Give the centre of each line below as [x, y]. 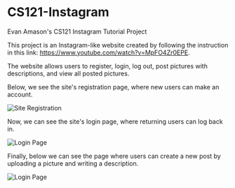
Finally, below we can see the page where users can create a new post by [114, 156]
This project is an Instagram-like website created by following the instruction [118, 45]
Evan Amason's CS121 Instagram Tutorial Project [77, 31]
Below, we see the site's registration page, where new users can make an [113, 87]
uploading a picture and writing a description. [73, 163]
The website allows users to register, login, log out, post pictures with [108, 66]
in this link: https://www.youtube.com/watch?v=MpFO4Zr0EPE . [99, 52]
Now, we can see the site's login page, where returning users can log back [115, 121]
